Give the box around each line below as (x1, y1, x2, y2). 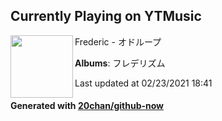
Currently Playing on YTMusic (10, 8, 202, 25)
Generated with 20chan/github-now (10, 100, 165, 112)
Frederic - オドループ (74, 35, 162, 48)
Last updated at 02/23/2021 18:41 (74, 77, 213, 89)
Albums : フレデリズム (74, 57, 166, 69)
